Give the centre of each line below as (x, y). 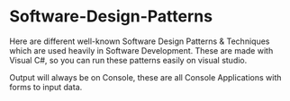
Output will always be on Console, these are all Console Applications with (145, 77)
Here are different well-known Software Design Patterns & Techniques (140, 41)
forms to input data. (46, 87)
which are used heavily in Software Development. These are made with (141, 50)
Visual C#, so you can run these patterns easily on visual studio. (128, 60)
